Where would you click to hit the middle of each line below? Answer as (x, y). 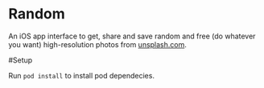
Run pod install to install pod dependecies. (82, 75)
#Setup (21, 60)
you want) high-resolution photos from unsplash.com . (98, 44)
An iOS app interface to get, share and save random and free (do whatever (132, 36)
